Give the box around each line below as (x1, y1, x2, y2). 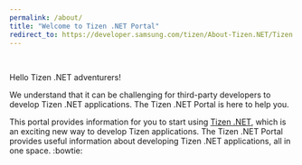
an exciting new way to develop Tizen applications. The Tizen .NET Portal (9, 126, 283, 137)
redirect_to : (9, 30, 59, 39)
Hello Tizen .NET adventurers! (9, 72, 122, 83)
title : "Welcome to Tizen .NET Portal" (9, 22, 160, 31)
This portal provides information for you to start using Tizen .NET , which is (9, 116, 287, 127)
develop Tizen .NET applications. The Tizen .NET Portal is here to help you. (9, 99, 289, 110)
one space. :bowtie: (9, 145, 83, 156)
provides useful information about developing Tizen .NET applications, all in (9, 136, 291, 147)
